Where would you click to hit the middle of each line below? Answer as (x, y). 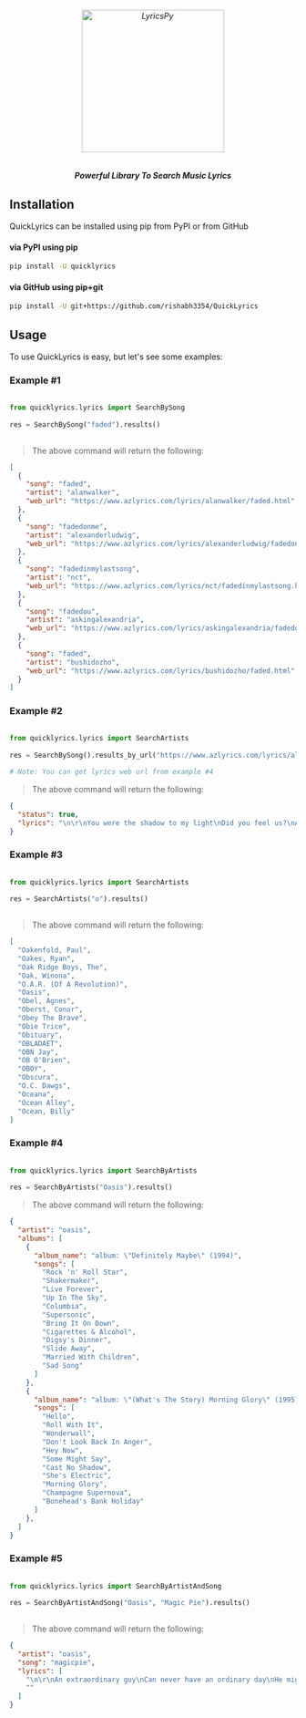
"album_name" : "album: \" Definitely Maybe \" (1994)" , (138, 1256)
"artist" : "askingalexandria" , (85, 620)
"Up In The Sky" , (75, 1298)
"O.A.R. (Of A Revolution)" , (73, 984)
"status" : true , (48, 814)
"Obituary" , (41, 1035)
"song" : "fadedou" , (63, 611)
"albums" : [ (41, 1238)
